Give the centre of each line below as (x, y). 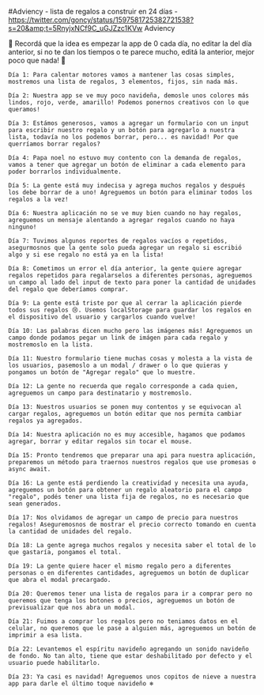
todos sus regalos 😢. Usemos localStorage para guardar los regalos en (130, 310)
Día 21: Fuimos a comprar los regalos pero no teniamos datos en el (123, 621)
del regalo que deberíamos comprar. (68, 289)
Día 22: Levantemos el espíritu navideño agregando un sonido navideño (128, 649)
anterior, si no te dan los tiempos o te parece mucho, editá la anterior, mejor (132, 52)
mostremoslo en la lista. (51, 345)
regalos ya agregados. (45, 421)
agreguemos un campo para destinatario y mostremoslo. (100, 393)
